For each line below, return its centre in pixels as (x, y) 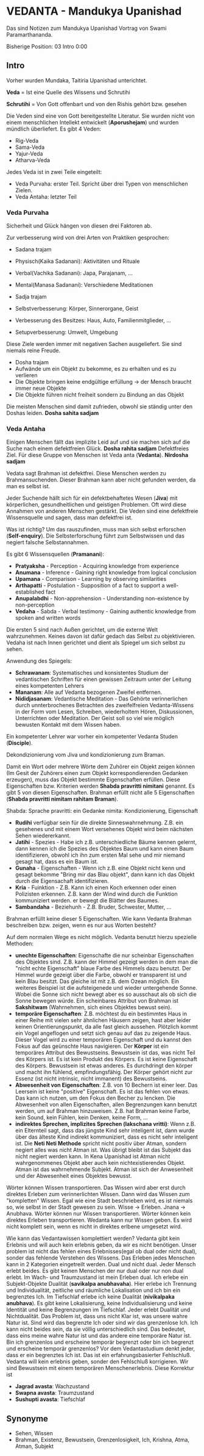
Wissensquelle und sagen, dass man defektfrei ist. (69, 517)
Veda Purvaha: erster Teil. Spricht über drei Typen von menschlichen (101, 184)
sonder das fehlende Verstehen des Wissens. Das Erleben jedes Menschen (100, 1258)
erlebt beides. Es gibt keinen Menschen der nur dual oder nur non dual (95, 1271)
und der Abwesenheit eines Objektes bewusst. (73, 1176)
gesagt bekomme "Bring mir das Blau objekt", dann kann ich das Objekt (105, 874)
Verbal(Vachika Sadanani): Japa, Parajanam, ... (74, 273)
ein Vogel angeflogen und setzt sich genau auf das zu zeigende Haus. (103, 1033)
